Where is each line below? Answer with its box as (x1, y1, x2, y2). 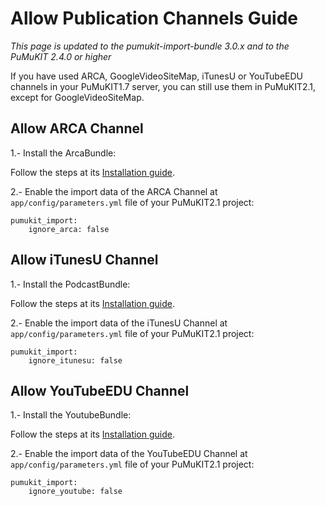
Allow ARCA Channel (10, 120, 144, 137)
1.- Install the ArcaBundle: (10, 147, 117, 159)
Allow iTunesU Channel (10, 252, 159, 269)
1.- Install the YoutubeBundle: (10, 409, 132, 421)
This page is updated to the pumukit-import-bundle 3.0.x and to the (10, 40, 290, 52)
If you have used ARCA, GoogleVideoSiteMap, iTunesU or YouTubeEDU (10, 70, 303, 82)
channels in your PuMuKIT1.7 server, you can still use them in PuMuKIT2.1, (10, 80, 317, 92)
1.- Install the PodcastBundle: (10, 278, 131, 290)
